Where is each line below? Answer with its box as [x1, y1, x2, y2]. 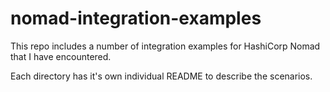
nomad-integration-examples [10, 7, 262, 30]
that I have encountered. [10, 50, 112, 62]
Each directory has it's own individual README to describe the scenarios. [10, 70, 313, 82]
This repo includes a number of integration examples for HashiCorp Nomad [10, 40, 321, 52]
